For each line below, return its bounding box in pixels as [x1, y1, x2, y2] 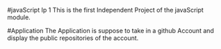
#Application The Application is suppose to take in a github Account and [7, 27, 214, 35]
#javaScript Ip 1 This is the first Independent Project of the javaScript [7, 6, 204, 14]
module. [7, 13, 31, 21]
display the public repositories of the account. [7, 34, 139, 42]
